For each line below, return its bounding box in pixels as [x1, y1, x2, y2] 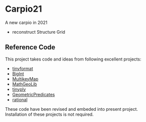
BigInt [12, 71, 24, 77]
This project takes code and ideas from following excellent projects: [5, 56, 142, 62]
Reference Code [5, 43, 56, 52]
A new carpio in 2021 [5, 20, 48, 25]
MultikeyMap [12, 76, 39, 81]
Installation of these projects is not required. [5, 111, 94, 117]
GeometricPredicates [12, 91, 55, 97]
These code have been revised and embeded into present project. [5, 106, 138, 112]
